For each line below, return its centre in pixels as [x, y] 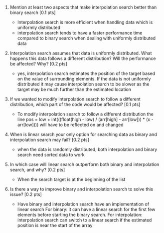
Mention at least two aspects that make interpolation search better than [83, 7]
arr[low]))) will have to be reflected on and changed [70, 125]
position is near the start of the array [55, 225]
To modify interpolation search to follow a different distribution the [85, 114]
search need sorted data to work [51, 155]
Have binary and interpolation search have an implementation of [83, 204]
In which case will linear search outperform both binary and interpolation [84, 164]
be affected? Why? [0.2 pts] [38, 64]
